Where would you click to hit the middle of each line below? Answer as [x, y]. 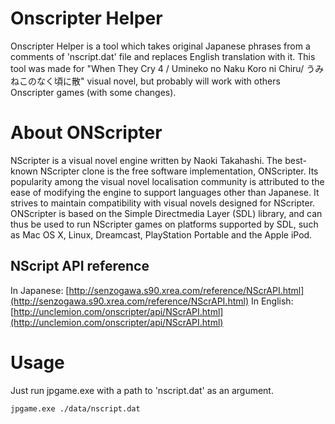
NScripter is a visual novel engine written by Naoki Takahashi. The [146, 160]
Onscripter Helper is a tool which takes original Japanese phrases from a [160, 46]
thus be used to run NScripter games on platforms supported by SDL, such [164, 224]
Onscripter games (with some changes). [93, 92]
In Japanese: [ [40, 290]
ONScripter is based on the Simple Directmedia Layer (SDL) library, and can [166, 213]
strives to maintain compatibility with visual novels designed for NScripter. [163, 203]
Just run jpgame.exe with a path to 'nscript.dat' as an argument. [142, 390]
